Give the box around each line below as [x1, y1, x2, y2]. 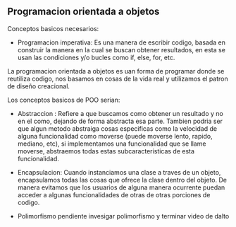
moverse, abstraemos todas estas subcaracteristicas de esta [17, 146, 195, 155]
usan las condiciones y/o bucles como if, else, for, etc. [17, 53, 175, 62]
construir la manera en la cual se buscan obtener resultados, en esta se [17, 45, 225, 54]
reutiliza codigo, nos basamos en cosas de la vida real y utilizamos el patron [7, 74, 228, 83]
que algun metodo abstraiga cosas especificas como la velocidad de [17, 124, 217, 133]
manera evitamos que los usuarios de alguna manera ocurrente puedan [17, 183, 225, 192]
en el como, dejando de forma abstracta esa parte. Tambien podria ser [17, 117, 223, 125]
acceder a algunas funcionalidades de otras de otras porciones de [17, 190, 211, 199]
